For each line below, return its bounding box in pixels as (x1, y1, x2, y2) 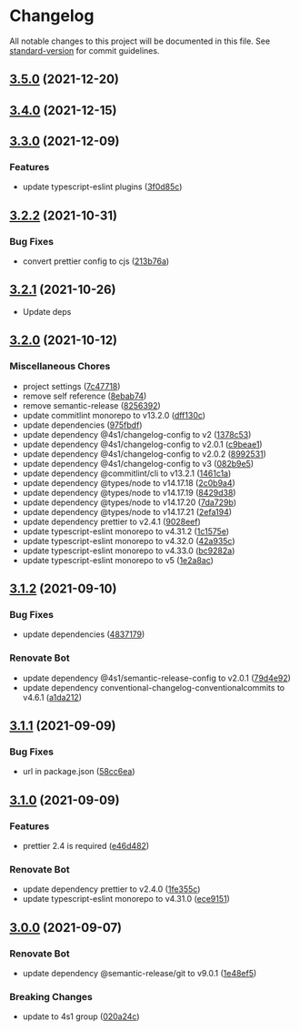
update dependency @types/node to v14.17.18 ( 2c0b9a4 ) (22, 477, 236, 488)
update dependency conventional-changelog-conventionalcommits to (22, 682, 285, 692)
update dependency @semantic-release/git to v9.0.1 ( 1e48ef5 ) (22, 967, 257, 978)
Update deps (22, 306, 72, 317)
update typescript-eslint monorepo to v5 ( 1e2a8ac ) (22, 554, 214, 565)
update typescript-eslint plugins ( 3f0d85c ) (22, 181, 183, 192)
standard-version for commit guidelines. (9, 45, 160, 56)
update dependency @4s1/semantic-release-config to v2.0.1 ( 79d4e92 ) (22, 672, 291, 683)
